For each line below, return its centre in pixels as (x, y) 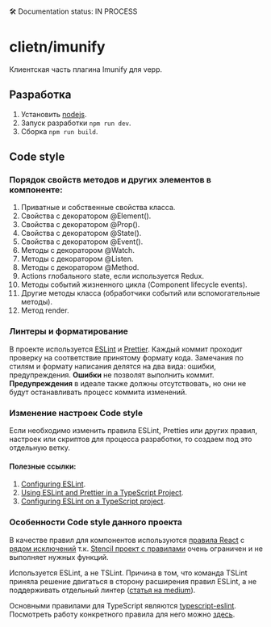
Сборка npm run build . (59, 131)
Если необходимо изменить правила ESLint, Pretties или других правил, (133, 431)
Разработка (40, 95)
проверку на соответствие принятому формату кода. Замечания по (127, 357)
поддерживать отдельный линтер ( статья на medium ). (102, 590)
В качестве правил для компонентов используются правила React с (127, 540)
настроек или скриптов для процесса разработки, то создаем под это (131, 440)
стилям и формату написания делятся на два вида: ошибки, (113, 366)
